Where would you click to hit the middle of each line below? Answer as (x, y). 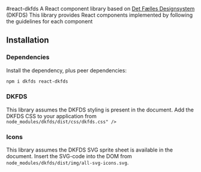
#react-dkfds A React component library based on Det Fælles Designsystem (100, 9)
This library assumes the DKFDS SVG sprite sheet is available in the (89, 150)
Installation (28, 40)
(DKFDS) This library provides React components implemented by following (100, 15)
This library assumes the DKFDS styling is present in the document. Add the (100, 110)
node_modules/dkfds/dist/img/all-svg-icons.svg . (67, 163)
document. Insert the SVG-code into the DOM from (69, 156)
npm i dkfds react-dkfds (37, 81)
